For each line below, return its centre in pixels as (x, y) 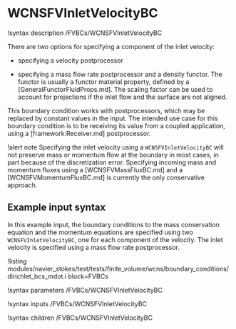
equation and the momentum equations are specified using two (101, 232)
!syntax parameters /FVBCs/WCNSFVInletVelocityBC (85, 290)
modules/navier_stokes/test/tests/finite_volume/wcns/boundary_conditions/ (118, 268)
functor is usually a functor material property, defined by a (103, 82)
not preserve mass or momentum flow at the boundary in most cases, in (113, 155)
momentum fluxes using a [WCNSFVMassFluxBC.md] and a (95, 169)
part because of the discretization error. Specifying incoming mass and (112, 162)
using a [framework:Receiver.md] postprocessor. (79, 133)
